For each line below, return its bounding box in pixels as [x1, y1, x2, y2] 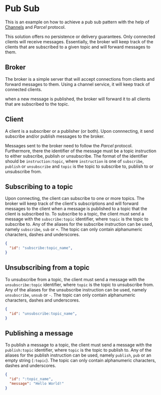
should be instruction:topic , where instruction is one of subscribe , [5, 158, 144, 164]
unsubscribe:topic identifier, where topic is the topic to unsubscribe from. [5, 282, 154, 287]
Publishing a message [5, 329, 73, 337]
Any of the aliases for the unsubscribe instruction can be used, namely [5, 287, 147, 292]
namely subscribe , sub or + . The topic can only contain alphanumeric [5, 227, 143, 233]
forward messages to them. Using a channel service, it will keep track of [5, 81, 150, 87]
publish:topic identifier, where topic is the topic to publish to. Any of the [5, 347, 152, 353]
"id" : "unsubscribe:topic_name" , [9, 311, 77, 316]
